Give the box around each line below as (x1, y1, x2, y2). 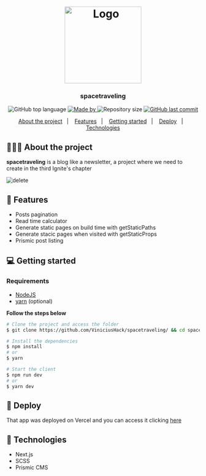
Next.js (15, 451, 34, 458)
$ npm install (6, 344, 43, 350)
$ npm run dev (6, 372, 43, 378)
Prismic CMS (15, 464, 48, 471)
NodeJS (15, 291, 36, 298)
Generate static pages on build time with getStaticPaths (15, 224, 156, 232)
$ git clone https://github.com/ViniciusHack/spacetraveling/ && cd (6, 327, 185, 333)
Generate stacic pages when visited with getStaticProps (15, 230, 158, 238)
